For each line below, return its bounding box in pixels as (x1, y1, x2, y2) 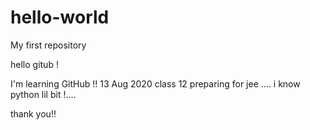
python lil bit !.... (10, 88, 77, 100)
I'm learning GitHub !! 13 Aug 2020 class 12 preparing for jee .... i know (10, 77, 301, 90)
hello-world (10, 6, 110, 29)
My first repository (10, 39, 87, 51)
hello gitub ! (10, 58, 59, 70)
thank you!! (10, 107, 57, 120)
